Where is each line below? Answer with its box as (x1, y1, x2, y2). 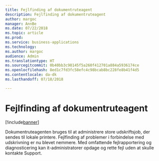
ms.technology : (5, 44, 37, 49)
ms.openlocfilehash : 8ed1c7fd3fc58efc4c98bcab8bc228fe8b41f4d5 (5, 68, 140, 73)
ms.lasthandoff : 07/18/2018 (5, 77, 64, 82)
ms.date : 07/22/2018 (5, 26, 48, 31)
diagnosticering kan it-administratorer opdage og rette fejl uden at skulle (5, 145, 155, 151)
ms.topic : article (5, 30, 43, 35)
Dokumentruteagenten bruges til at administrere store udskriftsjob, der (5, 129, 151, 135)
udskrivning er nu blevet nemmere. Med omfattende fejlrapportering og (5, 139, 152, 145)
